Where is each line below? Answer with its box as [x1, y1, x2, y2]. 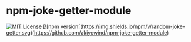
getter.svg [6, 29, 31, 36]
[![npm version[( [43, 23, 82, 30]
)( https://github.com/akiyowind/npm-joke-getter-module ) [30, 29, 169, 36]
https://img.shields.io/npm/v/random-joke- [82, 23, 185, 30]
